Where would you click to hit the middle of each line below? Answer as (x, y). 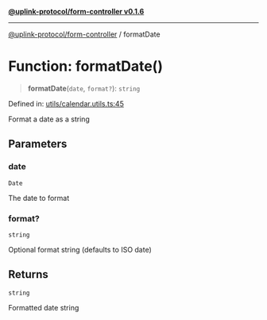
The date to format (39, 198)
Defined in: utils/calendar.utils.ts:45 (66, 103)
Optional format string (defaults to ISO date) (80, 249)
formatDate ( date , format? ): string (84, 88)
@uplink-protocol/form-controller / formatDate (84, 34)
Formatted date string (44, 307)
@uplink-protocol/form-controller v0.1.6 (76, 12)
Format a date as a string (49, 119)
